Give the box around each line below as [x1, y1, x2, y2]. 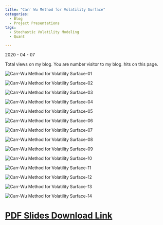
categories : [5, 12, 29, 17]
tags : [5, 25, 16, 30]
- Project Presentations [9, 20, 60, 26]
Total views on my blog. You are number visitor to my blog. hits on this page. [5, 61, 158, 67]
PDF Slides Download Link [5, 210, 113, 221]
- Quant [9, 35, 25, 39]
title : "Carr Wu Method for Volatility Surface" [5, 7, 106, 12]
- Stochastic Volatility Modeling [9, 30, 79, 35]
